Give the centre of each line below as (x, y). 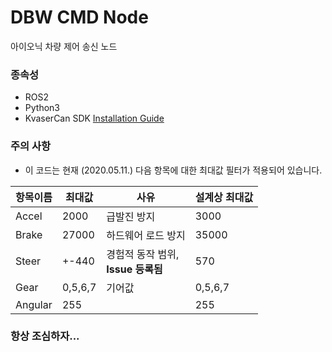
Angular (34, 304)
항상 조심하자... (45, 336)
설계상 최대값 (224, 197)
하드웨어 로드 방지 (146, 235)
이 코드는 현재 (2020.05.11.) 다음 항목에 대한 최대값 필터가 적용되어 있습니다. (173, 170)
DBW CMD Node (79, 17)
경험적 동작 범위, (143, 254)
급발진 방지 (131, 216)
